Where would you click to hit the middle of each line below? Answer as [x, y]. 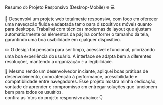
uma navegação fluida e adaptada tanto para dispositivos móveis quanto [79, 24]
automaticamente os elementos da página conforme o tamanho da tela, [77, 34]
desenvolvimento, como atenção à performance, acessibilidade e [71, 76]
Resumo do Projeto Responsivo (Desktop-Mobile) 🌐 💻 [60, 7]
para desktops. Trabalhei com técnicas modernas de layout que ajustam [78, 29]
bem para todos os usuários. [34, 92]
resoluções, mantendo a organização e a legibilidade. [59, 62]
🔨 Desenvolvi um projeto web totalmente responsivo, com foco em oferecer [81, 19]
